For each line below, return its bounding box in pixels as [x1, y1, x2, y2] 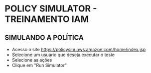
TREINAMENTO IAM [4, 13, 89, 25]
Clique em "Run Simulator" [11, 63, 67, 68]
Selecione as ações [11, 57, 52, 63]
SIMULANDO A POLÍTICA [4, 33, 84, 42]
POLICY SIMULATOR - [4, 3, 97, 14]
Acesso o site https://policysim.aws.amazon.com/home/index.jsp [11, 47, 146, 52]
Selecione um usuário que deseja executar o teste [11, 52, 115, 58]
